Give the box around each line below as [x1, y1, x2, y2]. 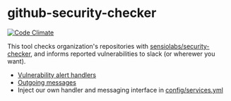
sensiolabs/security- [150, 42, 210, 50]
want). [7, 57, 26, 65]
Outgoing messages [17, 78, 76, 86]
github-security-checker [7, 5, 157, 21]
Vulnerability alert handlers [17, 71, 97, 79]
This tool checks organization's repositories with [7, 42, 149, 50]
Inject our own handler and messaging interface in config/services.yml [17, 85, 224, 94]
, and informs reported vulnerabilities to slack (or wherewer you [30, 49, 215, 58]
